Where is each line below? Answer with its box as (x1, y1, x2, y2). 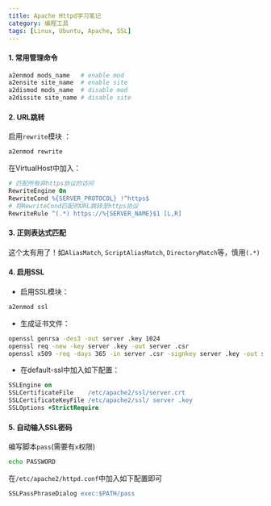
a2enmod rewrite (8, 148, 63, 156)
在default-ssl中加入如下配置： (19, 365, 120, 375)
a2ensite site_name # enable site (8, 78, 128, 87)
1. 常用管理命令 (8, 52, 58, 62)
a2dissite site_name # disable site (8, 94, 131, 102)
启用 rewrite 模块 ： (8, 132, 72, 141)
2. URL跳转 (8, 112, 45, 122)
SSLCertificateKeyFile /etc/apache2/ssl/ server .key (8, 396, 194, 404)
